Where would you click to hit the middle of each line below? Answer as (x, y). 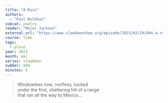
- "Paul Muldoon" (28, 19)
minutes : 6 (16, 70)
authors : (14, 14)
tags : (11, 42)
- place (18, 47)
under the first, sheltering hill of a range (58, 90)
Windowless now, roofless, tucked (53, 84)
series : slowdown (23, 61)
